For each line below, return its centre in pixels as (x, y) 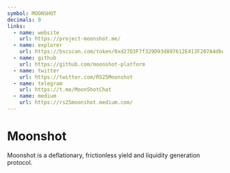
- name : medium (35, 96)
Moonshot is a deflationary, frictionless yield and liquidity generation (104, 155)
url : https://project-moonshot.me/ (70, 39)
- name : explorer (38, 45)
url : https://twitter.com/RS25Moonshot (76, 77)
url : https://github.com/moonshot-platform (82, 64)
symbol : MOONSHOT (32, 13)
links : (16, 26)
